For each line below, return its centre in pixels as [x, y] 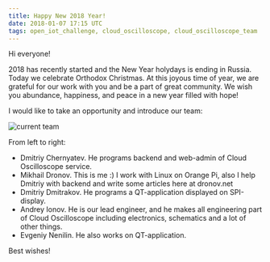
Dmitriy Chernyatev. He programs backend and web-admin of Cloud [133, 158]
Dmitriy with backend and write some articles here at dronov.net [127, 184]
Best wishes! [29, 251]
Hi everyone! [29, 54]
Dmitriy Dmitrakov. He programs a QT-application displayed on [124, 192]
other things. [41, 226]
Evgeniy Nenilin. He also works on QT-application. [103, 235]
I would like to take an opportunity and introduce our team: [106, 111]
